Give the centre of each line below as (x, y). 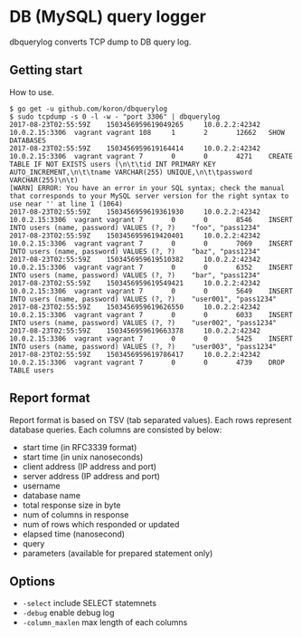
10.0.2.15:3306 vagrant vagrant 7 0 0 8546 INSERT (151, 219)
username (41, 486)
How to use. (32, 92)
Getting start (46, 70)
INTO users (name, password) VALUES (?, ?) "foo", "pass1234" (135, 227)
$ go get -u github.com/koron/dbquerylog (89, 109)
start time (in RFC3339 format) (80, 447)
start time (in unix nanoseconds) (83, 457)
